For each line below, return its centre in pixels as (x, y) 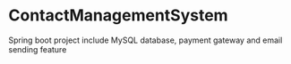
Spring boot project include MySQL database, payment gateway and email (145, 40)
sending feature (38, 49)
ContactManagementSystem (119, 16)
